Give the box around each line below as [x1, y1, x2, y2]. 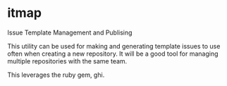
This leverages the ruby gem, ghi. [7, 70, 105, 79]
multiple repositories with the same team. [7, 56, 128, 65]
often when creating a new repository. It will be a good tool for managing [7, 49, 219, 58]
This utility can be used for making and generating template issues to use [7, 42, 221, 50]
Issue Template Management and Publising [7, 28, 133, 37]
